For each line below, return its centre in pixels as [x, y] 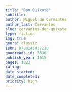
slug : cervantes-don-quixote [36, 29]
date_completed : [22, 77]
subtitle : [16, 15]
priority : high [21, 81]
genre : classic [21, 43]
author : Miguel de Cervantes [36, 19]
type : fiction [20, 34]
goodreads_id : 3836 [26, 53]
